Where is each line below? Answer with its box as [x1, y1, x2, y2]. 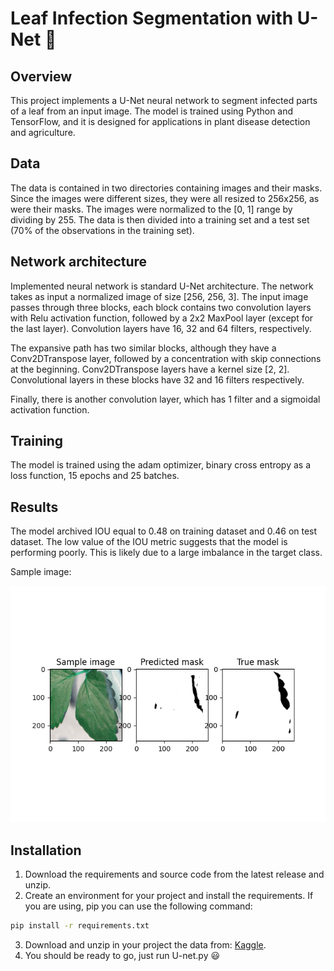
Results [10, 498, 59, 516]
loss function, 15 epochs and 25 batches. [10, 470, 180, 482]
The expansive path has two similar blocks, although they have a [10, 342, 277, 354]
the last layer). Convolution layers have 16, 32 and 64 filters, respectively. [10, 322, 312, 334]
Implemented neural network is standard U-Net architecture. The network [10, 280, 314, 292]
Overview [10, 68, 73, 85]
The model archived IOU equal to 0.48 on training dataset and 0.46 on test [10, 525, 318, 537]
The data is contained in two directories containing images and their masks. [10, 182, 323, 194]
